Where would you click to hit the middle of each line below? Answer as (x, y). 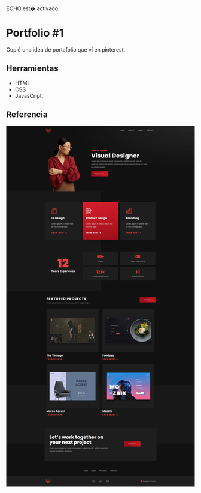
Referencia (27, 115)
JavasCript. (29, 95)
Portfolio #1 (35, 33)
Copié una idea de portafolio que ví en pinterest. (66, 49)
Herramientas (32, 69)
